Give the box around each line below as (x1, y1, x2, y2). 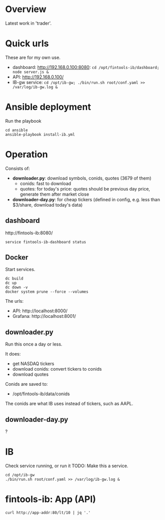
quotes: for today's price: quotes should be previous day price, (20, 186, 150, 192)
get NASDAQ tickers (12, 361, 54, 367)
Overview (5, 4, 47, 15)
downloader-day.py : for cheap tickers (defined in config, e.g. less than (12, 196, 160, 202)
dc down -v (5, 285, 28, 290)
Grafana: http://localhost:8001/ (12, 313, 76, 319)
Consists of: (5, 165, 30, 171)
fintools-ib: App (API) (5, 494, 96, 505)
